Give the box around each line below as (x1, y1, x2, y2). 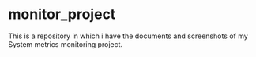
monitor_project (8, 5, 116, 23)
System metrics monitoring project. (8, 39, 123, 48)
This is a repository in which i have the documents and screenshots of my (8, 31, 249, 41)
